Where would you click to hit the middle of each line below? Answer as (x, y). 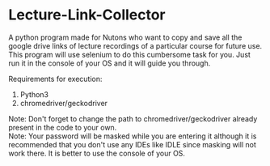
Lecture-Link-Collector (87, 15)
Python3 (34, 94)
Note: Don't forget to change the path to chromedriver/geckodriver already (133, 118)
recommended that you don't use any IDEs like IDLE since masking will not (133, 144)
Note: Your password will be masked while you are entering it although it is (133, 136)
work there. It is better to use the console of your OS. (97, 153)
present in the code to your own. (63, 127)
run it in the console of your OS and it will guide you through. (110, 63)
